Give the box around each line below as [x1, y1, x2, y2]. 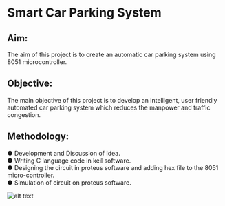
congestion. [7, 110, 41, 119]
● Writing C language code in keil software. [7, 156, 131, 165]
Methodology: [7, 131, 69, 143]
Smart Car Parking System [7, 5, 162, 21]
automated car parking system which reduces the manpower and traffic [7, 103, 211, 112]
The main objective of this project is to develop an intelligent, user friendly [7, 96, 217, 104]
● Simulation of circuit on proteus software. [7, 178, 132, 187]
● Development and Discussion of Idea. [7, 149, 120, 157]
